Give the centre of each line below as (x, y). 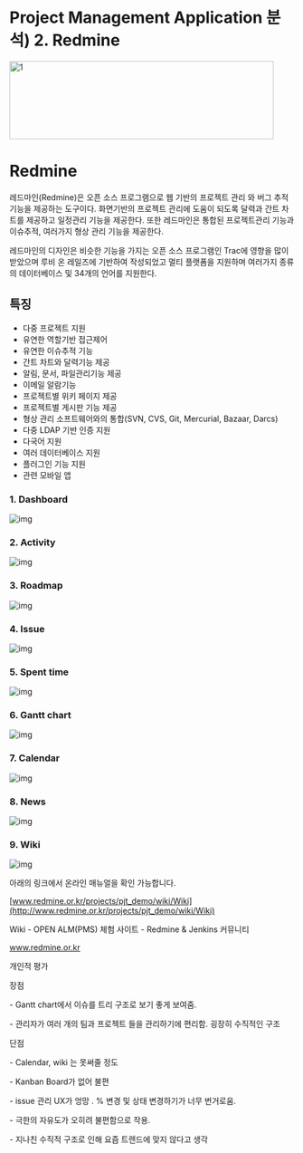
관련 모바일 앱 (47, 475)
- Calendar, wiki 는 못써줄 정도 (64, 1062)
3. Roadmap (36, 586)
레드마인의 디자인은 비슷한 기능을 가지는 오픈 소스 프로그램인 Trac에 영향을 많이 (149, 250)
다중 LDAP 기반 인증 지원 (66, 429)
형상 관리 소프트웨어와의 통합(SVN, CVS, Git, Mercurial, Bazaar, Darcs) (150, 418)
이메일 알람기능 (49, 384)
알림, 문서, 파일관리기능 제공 (72, 373)
